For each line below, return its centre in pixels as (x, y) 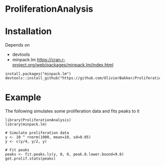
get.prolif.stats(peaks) (30, 159)
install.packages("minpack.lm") (38, 74)
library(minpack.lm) (26, 124)
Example (23, 98)
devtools (21, 54)
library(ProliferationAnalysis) (38, 120)
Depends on (17, 45)
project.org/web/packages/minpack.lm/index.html (63, 65)
